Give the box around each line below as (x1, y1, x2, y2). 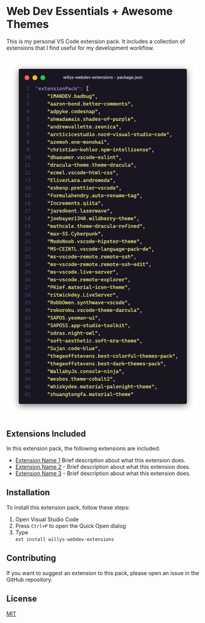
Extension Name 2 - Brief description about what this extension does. (15, 463, 191, 471)
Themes (6, 17, 49, 31)
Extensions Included (6, 428, 86, 439)
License (6, 594, 37, 604)
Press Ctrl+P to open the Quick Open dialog (15, 522, 127, 529)
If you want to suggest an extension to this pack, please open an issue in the (6, 569, 199, 576)
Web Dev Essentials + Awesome (6, 4, 173, 18)
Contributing (6, 553, 56, 563)
